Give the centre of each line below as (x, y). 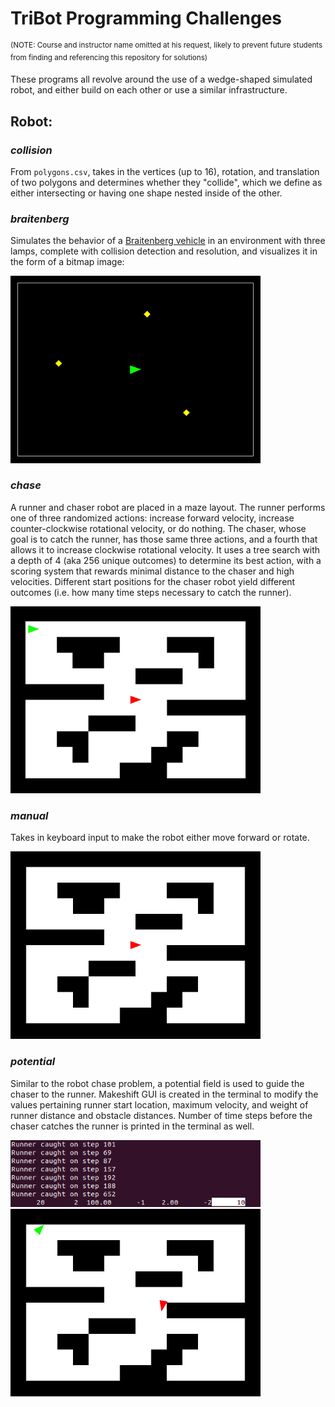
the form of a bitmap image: (67, 262)
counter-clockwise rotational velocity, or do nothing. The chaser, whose (158, 528)
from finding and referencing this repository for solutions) (109, 57)
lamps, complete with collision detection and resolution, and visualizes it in (164, 251)
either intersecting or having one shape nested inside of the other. (146, 193)
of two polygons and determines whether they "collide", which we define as (166, 182)
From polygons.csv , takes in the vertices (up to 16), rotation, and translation (165, 171)
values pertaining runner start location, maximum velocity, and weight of (159, 1104)
